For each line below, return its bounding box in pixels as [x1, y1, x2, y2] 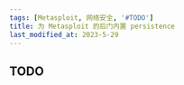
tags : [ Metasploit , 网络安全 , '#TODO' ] [9, 13, 154, 23]
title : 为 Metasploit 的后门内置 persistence [9, 22, 176, 31]
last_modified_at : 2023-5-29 [9, 30, 119, 39]
